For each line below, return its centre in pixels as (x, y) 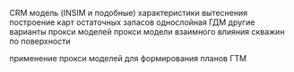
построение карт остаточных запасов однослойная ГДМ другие (132, 22)
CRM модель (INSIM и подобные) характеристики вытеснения (129, 13)
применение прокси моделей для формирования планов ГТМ (128, 58)
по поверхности (40, 41)
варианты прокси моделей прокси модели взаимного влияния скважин (147, 32)
